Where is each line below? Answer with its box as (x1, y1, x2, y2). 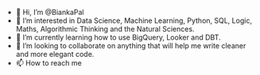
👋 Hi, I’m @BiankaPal (15, 8, 84, 17)
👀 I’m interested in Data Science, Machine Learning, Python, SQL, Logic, (15, 16, 253, 25)
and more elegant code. (15, 50, 95, 58)
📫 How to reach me (15, 58, 82, 67)
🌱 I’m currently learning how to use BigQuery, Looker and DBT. (15, 32, 221, 42)
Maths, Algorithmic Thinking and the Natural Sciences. (15, 24, 195, 33)
